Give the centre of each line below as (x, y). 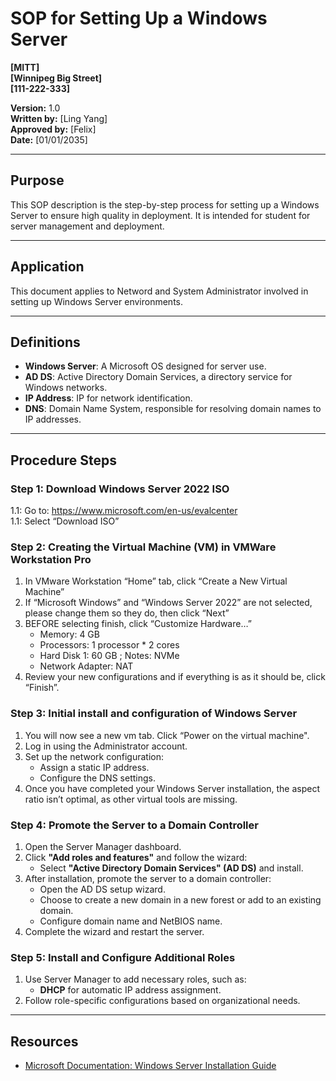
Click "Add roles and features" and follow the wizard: (136, 857)
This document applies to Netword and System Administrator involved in (159, 291)
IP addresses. (53, 419)
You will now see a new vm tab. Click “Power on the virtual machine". (167, 735)
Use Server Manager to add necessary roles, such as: (135, 979)
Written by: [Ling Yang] (59, 118)
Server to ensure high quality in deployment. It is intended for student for (160, 215)
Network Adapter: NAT (86, 666)
